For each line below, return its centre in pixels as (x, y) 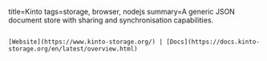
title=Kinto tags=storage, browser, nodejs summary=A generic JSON (121, 12)
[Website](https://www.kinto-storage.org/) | (85, 42)
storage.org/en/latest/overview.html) (73, 49)
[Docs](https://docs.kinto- (213, 42)
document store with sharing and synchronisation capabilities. (111, 20)
